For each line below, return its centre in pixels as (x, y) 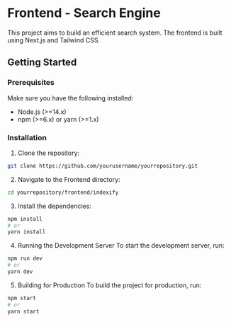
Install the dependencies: (55, 206)
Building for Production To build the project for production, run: (109, 285)
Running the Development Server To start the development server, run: (121, 246)
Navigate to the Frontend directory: (69, 179)
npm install (25, 219)
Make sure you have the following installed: (71, 98)
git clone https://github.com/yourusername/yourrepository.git (103, 166)
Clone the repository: (49, 153)
